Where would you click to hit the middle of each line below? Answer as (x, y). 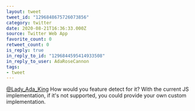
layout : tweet (24, 12)
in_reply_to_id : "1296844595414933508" (56, 56)
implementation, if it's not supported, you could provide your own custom (96, 96)
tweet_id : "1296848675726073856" (48, 17)
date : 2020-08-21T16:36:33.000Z (46, 28)
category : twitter (29, 23)
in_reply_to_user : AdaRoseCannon (48, 61)
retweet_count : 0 (28, 45)
